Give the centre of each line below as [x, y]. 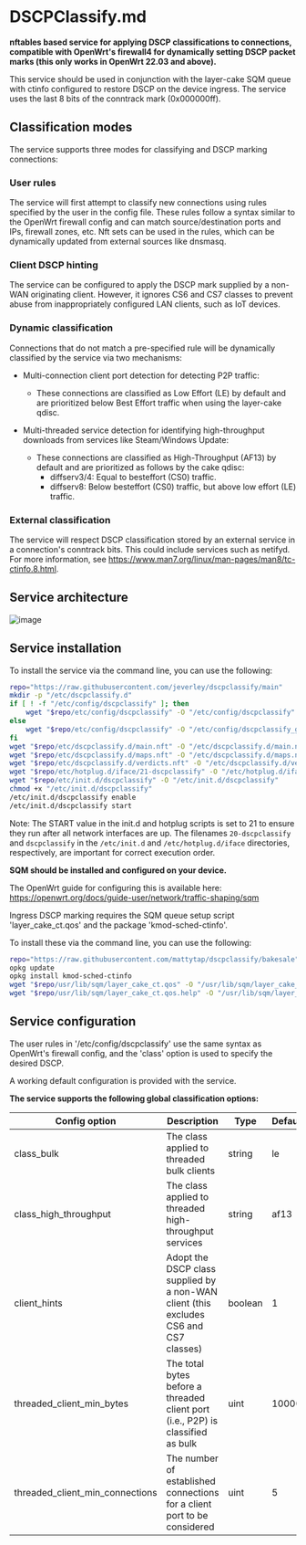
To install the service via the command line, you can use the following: [141, 670]
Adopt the [188, 1257]
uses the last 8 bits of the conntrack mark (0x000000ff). [115, 99]
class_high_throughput [62, 1214]
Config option [86, 1120]
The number [192, 1458]
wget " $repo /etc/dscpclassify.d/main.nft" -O [97, 746]
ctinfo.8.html [33, 569]
